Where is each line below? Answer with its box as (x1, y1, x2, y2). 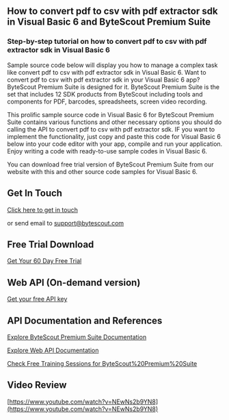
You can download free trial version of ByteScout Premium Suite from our (7, 160, 214, 169)
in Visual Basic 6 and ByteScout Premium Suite (7, 16, 211, 28)
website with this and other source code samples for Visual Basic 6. (7, 167, 198, 175)
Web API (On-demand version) (7, 277, 141, 288)
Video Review (7, 380, 67, 391)
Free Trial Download (7, 238, 94, 250)
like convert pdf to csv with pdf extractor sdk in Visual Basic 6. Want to (7, 68, 206, 76)
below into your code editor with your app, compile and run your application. (7, 140, 223, 148)
